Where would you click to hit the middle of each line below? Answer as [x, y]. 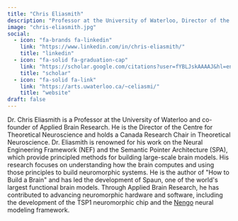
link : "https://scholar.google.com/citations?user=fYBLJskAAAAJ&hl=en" [128, 67]
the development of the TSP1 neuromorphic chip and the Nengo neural [110, 202]
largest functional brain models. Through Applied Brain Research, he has [113, 187]
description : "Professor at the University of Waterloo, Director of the [119, 21]
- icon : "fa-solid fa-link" [55, 80]
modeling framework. [39, 210]
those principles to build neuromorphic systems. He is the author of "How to [119, 172]
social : [19, 34]
